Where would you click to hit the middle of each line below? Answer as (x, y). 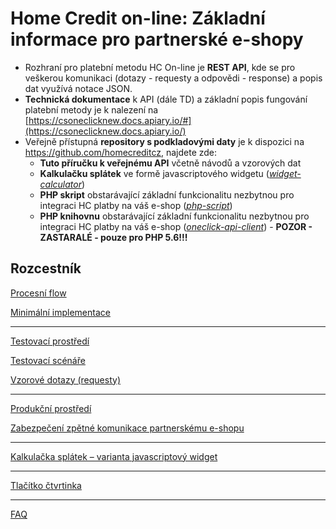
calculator (60, 184)
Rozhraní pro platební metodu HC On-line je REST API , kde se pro (160, 67)
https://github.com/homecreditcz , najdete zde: (121, 152)
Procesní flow (38, 293)
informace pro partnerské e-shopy (157, 39)
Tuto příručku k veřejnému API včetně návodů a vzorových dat (170, 163)
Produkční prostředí (51, 408)
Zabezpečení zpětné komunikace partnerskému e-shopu (127, 428)
